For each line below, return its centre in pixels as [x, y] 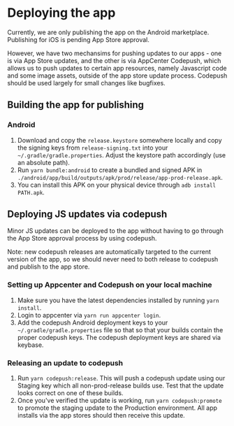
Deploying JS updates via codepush [87, 214]
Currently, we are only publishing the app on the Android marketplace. [108, 32]
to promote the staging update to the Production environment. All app [117, 408]
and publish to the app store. [49, 267]
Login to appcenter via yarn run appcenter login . [89, 315]
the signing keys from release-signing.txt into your [93, 148]
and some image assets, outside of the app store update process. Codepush [117, 76]
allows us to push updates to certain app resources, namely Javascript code [117, 68]
